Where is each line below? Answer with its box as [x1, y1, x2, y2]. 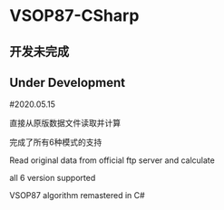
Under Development [9, 74, 125, 91]
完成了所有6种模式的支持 [9, 137, 102, 148]
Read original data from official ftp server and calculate [9, 155, 215, 166]
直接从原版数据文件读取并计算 [9, 118, 121, 129]
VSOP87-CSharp [9, 5, 140, 26]
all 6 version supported [9, 173, 96, 184]
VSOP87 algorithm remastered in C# [9, 190, 145, 201]
